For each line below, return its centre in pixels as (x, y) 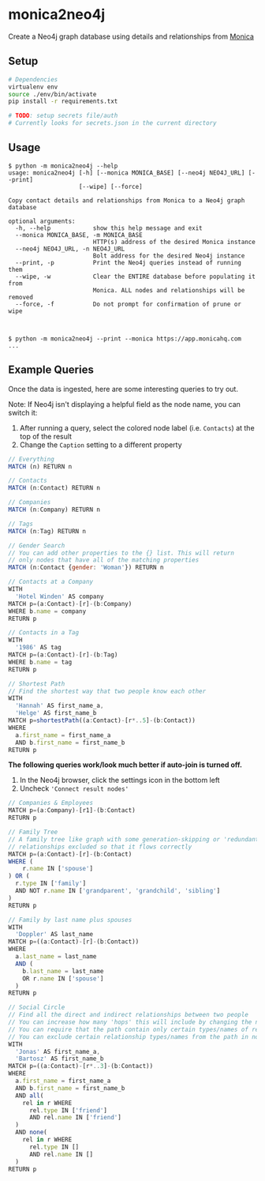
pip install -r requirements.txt (63, 102)
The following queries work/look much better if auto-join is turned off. (125, 765)
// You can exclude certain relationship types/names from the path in (128, 1036)
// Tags (21, 524)
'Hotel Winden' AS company (60, 596)
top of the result (46, 436)
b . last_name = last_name (63, 971)
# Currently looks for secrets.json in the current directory (112, 123)
